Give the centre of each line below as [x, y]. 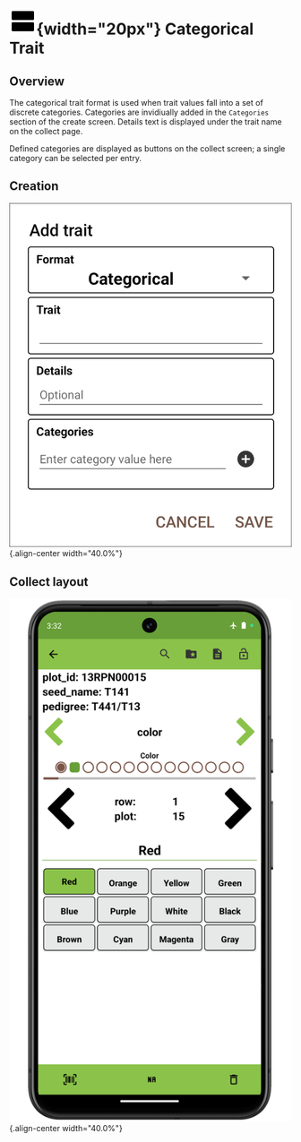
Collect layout [49, 582]
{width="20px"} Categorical [145, 29]
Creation [34, 186]
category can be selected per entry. [75, 158]
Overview [37, 81]
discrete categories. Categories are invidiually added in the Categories [139, 112]
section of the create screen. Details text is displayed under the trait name [146, 122]
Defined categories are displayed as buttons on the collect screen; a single [147, 149]
